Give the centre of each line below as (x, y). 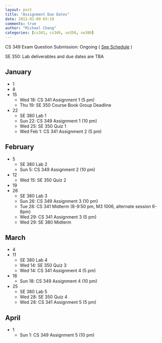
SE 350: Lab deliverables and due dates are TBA (54, 57)
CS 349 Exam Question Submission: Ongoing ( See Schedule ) (69, 47)
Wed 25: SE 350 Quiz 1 (43, 126)
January (18, 72)
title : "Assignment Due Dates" (37, 14)
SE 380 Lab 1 (33, 115)
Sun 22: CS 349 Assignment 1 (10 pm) (58, 121)
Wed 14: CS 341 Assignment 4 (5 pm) (58, 271)
